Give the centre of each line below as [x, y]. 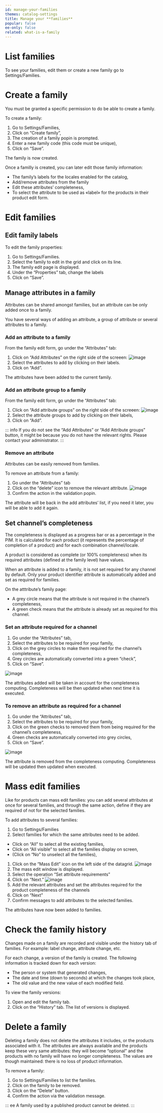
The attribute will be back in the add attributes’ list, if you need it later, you [79, 503]
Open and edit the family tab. [41, 1002]
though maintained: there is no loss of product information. [64, 1061]
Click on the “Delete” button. [41, 1090]
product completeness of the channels [51, 890]
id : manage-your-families [31, 10]
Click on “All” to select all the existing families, [58, 844]
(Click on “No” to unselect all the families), [54, 854]
